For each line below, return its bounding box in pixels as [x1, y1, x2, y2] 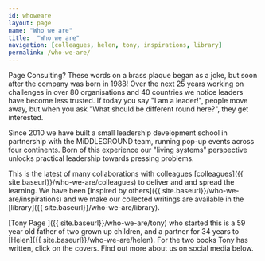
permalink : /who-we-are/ [8, 49, 91, 56]
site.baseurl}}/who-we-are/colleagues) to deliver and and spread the [8, 177, 235, 187]
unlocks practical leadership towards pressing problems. [8, 154, 194, 163]
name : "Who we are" [8, 26, 73, 34]
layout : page [8, 19, 52, 27]
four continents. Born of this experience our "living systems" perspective [8, 145, 248, 154]
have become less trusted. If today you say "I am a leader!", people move [8, 96, 248, 105]
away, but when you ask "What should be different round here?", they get [8, 104, 249, 114]
